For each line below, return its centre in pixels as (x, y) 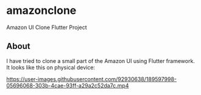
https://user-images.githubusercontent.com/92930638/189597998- (92, 79)
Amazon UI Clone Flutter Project (47, 27)
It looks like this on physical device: (51, 67)
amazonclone (41, 11)
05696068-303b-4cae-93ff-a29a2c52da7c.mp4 (68, 85)
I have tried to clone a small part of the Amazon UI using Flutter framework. (100, 61)
